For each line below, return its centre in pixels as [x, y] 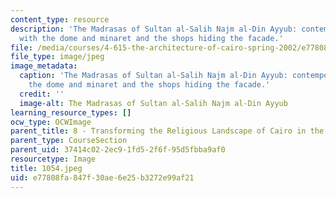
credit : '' [42, 94]
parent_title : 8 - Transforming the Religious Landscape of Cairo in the [167, 131]
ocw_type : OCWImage [51, 122]
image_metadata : [44, 66]
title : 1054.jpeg [46, 168]
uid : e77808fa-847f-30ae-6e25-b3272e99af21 [102, 177]
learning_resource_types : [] [71, 112]
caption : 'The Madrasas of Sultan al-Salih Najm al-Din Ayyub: [153, 76]
